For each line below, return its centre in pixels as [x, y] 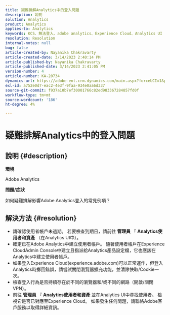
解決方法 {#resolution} [41, 218]
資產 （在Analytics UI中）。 [54, 237]
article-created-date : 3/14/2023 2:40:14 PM [53, 57]
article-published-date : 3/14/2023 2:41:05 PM [55, 67]
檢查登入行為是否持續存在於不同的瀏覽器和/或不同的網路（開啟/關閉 [83, 282]
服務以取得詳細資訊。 [39, 307]
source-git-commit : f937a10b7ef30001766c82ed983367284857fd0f [72, 90]
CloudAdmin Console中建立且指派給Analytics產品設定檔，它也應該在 [84, 250]
